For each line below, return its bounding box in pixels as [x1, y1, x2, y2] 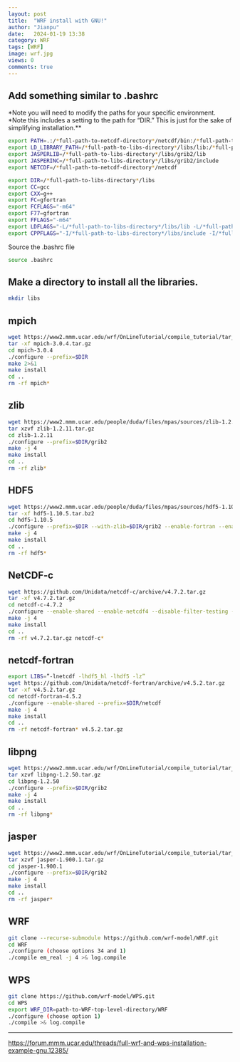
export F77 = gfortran [8, 210, 70, 217]
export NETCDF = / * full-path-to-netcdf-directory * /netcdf [8, 164, 177, 171]
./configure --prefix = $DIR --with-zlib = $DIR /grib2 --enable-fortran [8, 523, 216, 530]
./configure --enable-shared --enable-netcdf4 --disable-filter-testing [8, 608, 229, 616]
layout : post [8, 10, 47, 18]
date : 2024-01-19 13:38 [8, 30, 85, 38]
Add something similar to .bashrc [8, 90, 159, 102]
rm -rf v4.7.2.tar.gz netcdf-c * [8, 634, 104, 641]
